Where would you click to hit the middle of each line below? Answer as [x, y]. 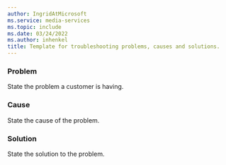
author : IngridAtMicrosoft [47, 14]
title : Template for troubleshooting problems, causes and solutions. [114, 47]
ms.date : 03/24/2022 [38, 33]
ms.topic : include [34, 27]
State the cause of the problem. [53, 120]
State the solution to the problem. [56, 154]
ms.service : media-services [49, 20]
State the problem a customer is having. [66, 87]
